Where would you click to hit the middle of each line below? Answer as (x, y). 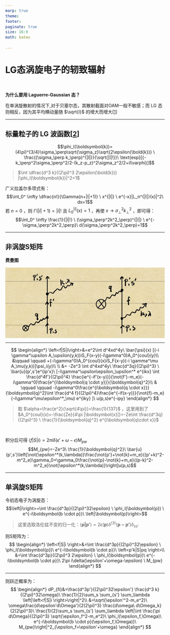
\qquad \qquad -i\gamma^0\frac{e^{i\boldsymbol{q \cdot (80, 388)
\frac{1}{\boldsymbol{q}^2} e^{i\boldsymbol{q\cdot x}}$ (100, 419)
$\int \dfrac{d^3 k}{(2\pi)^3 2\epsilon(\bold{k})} (67, 173)
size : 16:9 (17, 32)
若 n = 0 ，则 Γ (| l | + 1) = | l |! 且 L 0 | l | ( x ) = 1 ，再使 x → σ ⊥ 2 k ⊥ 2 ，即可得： (80, 211)
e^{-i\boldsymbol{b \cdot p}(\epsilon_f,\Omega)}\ (85, 621)
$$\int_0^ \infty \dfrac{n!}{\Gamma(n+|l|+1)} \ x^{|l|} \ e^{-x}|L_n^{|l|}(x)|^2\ (85, 196)
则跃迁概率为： (21, 581)
